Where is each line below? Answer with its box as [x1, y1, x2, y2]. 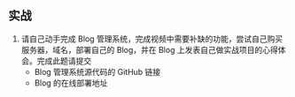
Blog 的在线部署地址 [34, 78, 108, 88]
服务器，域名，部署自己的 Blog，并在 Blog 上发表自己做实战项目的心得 [20, 44, 278, 55]
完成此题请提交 [36, 56, 92, 66]
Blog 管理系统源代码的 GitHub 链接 [34, 66, 161, 77]
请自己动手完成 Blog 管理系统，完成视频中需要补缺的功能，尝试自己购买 [20, 34, 283, 44]
